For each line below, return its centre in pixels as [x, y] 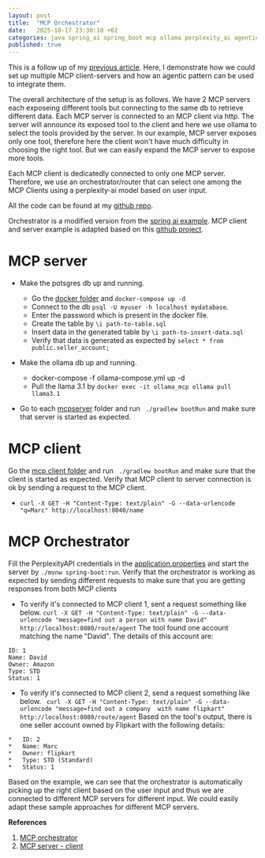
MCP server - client [51, 845]
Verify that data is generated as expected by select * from [127, 341]
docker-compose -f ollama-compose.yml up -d [108, 378]
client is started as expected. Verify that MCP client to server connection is [130, 479]
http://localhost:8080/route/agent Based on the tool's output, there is [136, 717]
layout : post [30, 15]
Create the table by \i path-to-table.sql [99, 324]
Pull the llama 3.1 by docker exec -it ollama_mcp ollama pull [131, 386]
